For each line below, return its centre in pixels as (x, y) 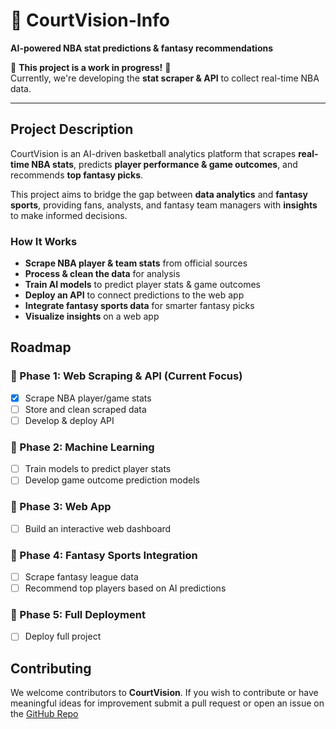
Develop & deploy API (69, 420)
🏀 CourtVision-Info (90, 20)
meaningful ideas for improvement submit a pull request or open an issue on (167, 703)
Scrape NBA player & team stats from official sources (136, 263)
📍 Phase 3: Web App (61, 507)
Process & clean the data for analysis (102, 274)
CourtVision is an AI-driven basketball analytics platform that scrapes (153, 153)
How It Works (44, 241)
